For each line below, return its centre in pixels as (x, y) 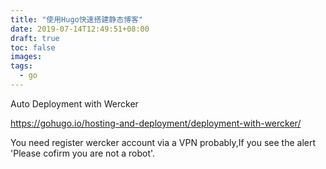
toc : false (33, 47)
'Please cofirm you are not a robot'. (83, 153)
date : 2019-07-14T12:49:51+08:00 (80, 29)
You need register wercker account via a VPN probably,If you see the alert (163, 142)
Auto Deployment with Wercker (74, 103)
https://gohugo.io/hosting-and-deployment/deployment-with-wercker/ (156, 123)
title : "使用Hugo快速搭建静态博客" (76, 19)
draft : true (35, 38)
